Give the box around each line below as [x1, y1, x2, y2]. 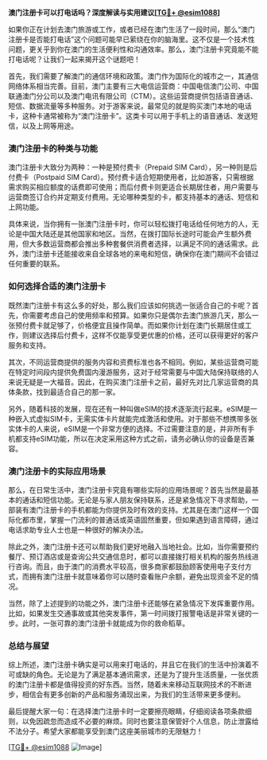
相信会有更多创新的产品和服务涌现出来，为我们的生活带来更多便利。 [21, 690, 245, 700]
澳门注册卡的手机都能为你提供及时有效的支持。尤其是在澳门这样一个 [29, 505, 252, 514]
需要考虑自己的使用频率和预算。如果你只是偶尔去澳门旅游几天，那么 [29, 310, 252, 320]
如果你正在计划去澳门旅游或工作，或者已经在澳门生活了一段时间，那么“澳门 [8, 25, 256, 34]
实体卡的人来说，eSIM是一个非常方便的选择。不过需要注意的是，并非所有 [8, 423, 248, 433]
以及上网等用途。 [21, 121, 78, 131]
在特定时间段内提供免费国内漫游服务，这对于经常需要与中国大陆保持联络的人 [8, 367, 259, 376]
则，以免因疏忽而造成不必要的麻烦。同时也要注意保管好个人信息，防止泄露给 [8, 716, 259, 727]
